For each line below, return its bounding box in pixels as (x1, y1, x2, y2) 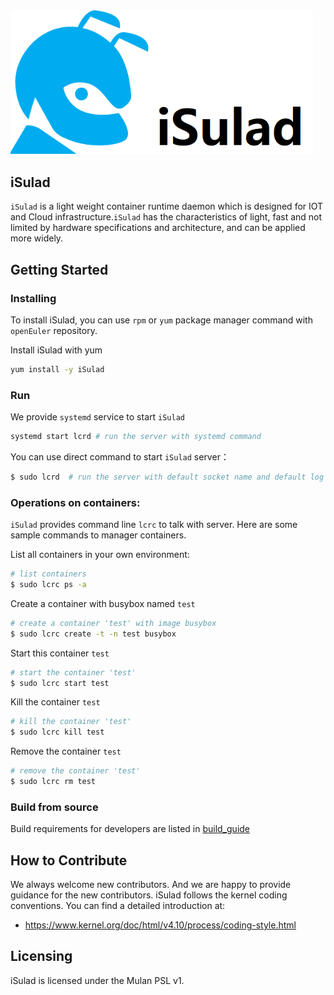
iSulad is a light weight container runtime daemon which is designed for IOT (10, 200, 324, 213)
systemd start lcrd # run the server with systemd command (10, 432, 262, 442)
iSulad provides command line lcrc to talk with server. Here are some (10, 519, 298, 531)
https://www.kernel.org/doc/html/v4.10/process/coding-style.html (24, 919, 297, 931)
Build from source (10, 800, 99, 814)
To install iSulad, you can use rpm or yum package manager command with (10, 314, 313, 326)
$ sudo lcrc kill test (10, 727, 105, 738)
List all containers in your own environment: (10, 549, 190, 561)
